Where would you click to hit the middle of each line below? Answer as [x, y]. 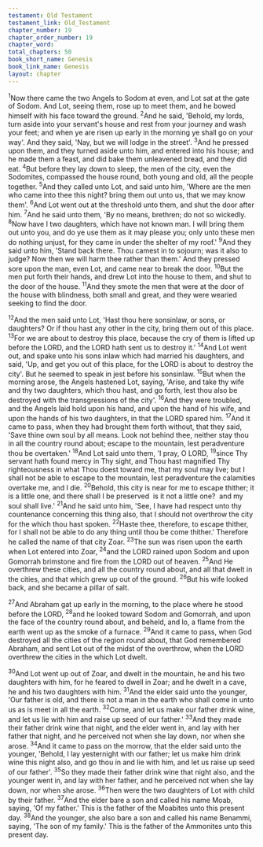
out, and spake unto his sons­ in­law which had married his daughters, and [126, 356]
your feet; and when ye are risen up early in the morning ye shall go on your [131, 132]
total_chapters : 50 [40, 52]
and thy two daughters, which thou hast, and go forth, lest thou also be [123, 390]
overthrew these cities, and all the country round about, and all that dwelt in [130, 570]
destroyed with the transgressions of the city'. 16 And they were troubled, [125, 400]
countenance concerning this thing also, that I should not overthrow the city [131, 514]
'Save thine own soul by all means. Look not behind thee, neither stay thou [129, 435]
